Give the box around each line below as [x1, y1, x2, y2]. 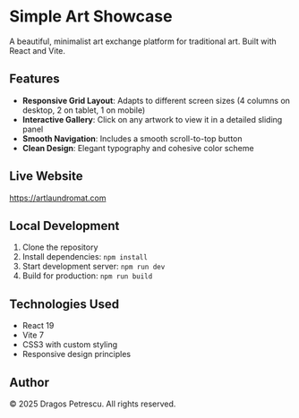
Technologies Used [9, 296, 119, 311]
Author [9, 374, 49, 390]
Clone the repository [21, 242, 98, 252]
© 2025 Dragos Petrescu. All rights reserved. [9, 398, 176, 409]
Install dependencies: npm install [21, 252, 148, 262]
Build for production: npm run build [21, 270, 153, 281]
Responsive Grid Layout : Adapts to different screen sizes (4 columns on [21, 95, 291, 106]
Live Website [9, 168, 83, 184]
